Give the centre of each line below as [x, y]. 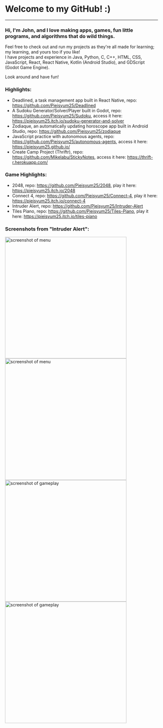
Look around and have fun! [32, 77]
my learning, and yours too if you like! [43, 52]
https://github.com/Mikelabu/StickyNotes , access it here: [69, 157]
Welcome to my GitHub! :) [58, 9]
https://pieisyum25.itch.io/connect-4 [49, 201]
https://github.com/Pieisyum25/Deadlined [54, 105]
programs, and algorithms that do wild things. [60, 36]
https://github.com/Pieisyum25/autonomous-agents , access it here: [80, 142]
